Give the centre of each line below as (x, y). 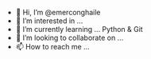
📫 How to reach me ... (52, 47)
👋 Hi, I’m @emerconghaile (58, 12)
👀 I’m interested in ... (49, 21)
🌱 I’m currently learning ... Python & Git (79, 29)
